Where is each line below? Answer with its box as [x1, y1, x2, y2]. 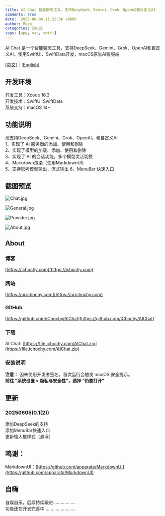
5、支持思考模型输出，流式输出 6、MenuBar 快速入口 [5, 166, 114, 172]
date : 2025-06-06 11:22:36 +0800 [5, 16, 77, 21]
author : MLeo [5, 21, 32, 26]
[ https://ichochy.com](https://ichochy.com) [5, 267, 93, 273]
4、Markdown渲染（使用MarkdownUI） [5, 159, 86, 165]
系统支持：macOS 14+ [5, 104, 51, 110]
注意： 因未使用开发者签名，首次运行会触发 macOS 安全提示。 [5, 372, 133, 378]
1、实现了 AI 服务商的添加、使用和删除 [5, 141, 83, 147]
